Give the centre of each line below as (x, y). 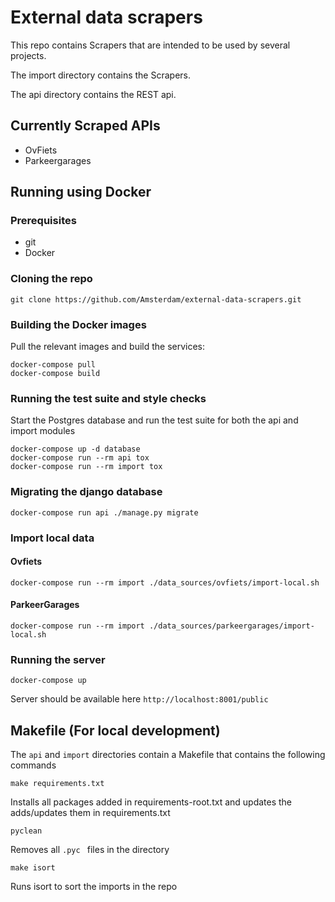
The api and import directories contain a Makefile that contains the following (168, 755)
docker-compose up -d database (75, 449)
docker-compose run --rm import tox (86, 467)
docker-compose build (55, 374)
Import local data (52, 538)
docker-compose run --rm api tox (80, 458)
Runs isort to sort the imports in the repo (94, 887)
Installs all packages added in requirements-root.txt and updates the (151, 802)
